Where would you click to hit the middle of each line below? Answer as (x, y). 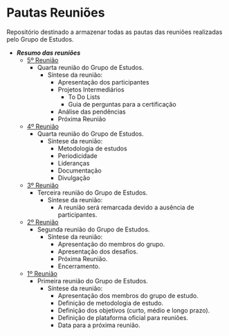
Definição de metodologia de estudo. (111, 303)
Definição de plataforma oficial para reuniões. (123, 317)
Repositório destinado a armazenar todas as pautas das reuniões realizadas (114, 32)
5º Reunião (43, 60)
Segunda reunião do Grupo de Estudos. (93, 229)
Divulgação (74, 177)
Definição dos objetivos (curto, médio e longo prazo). (134, 310)
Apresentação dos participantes (103, 82)
